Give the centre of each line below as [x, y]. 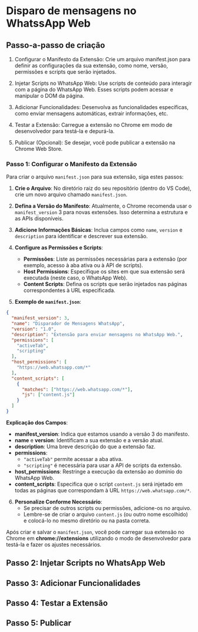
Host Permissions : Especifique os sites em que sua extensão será [104, 272]
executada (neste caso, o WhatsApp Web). [75, 278]
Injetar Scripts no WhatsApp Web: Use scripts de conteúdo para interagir [103, 83]
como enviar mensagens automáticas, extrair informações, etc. [91, 113]
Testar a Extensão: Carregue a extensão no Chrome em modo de [93, 125]
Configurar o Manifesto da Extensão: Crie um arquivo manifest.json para [102, 59]
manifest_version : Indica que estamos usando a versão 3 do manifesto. [102, 434]
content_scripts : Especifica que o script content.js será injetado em [98, 484]
